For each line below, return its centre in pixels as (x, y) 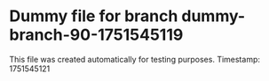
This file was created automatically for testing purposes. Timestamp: (134, 59)
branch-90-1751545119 (96, 35)
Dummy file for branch (94, 16)
